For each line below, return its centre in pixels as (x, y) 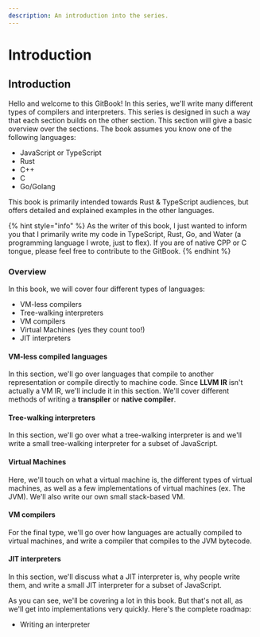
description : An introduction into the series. (89, 16)
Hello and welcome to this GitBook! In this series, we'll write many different (131, 103)
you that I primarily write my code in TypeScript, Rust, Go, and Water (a (125, 234)
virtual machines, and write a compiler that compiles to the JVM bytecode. (130, 541)
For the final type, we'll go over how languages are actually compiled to (125, 532)
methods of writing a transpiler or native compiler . (92, 399)
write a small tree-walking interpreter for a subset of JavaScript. (113, 444)
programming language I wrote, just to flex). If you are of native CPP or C (128, 243)
